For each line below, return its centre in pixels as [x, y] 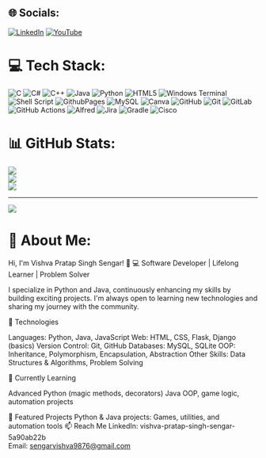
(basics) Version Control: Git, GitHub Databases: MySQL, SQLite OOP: [122, 345]
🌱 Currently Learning [42, 378]
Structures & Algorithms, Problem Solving [76, 362]
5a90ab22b [27, 437]
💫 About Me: [50, 240]
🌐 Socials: [34, 13]
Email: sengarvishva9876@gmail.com [69, 445]
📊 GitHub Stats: [62, 143]
